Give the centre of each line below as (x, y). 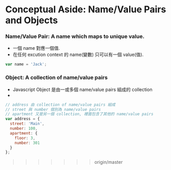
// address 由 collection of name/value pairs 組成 (60, 105)
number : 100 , (24, 129)
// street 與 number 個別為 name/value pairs (53, 109)
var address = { (23, 119)
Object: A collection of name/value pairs (57, 78)
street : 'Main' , (27, 124)
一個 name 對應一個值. (36, 48)
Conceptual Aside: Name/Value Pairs (86, 10)
